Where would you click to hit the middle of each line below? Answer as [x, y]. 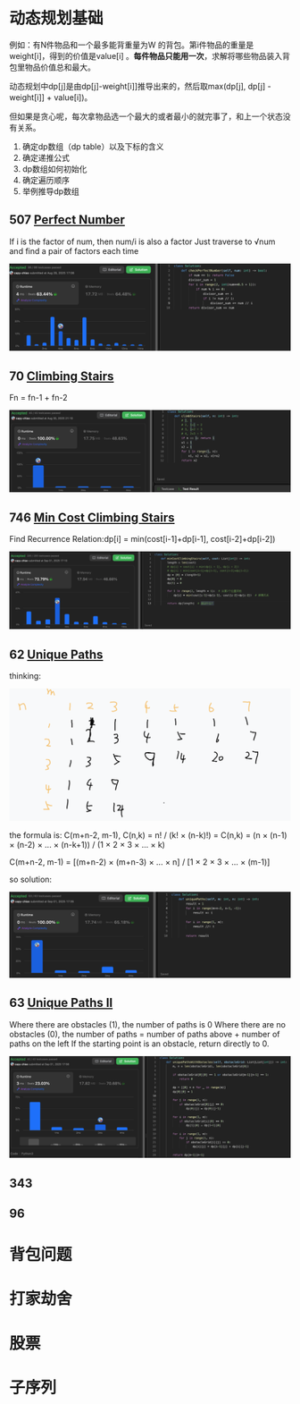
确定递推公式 [46, 157]
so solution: [30, 879]
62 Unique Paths [56, 654]
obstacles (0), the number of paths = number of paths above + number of [145, 1034]
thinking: [25, 676]
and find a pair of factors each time [74, 250]
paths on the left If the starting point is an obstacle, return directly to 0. [139, 1044]
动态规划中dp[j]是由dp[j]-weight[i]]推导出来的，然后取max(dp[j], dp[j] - [140, 86]
